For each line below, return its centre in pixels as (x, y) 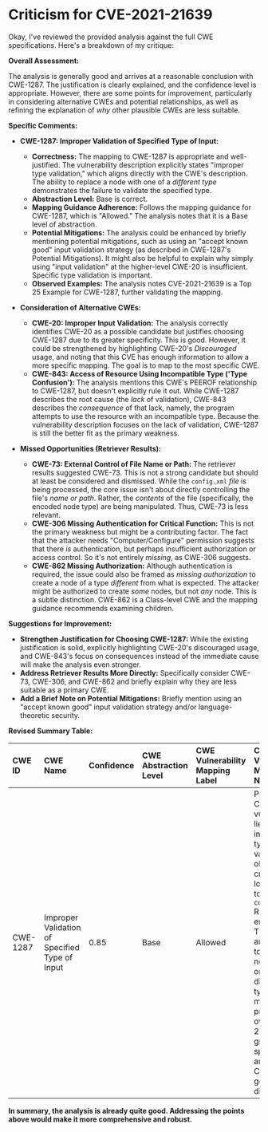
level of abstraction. (64, 224)
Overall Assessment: (44, 61)
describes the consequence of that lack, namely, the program (133, 408)
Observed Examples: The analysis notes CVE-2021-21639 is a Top (142, 283)
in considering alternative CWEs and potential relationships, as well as (123, 101)
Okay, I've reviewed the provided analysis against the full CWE (111, 37)
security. (66, 715)
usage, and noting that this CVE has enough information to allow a (140, 357)
